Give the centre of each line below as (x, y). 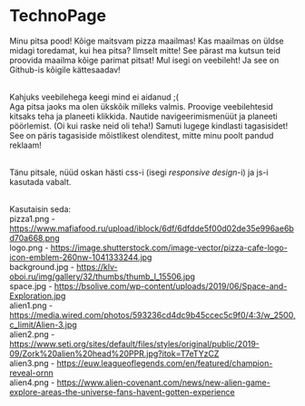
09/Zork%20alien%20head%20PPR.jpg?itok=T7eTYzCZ (114, 353)
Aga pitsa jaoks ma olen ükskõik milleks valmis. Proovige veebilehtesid (142, 106)
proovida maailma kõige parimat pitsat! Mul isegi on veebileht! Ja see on (144, 60)
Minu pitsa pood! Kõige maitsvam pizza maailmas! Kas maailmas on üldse (147, 41)
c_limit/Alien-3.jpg (43, 324)
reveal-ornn (31, 372)
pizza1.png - (33, 218)
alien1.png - (31, 305)
